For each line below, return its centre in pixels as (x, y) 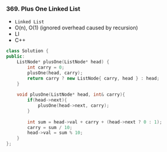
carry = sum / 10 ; (50, 127)
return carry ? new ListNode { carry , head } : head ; (94, 78)
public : (16, 57)
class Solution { (27, 51)
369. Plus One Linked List (43, 9)
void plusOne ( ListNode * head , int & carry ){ (71, 95)
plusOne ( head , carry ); (55, 73)
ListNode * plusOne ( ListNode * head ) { (63, 62)
